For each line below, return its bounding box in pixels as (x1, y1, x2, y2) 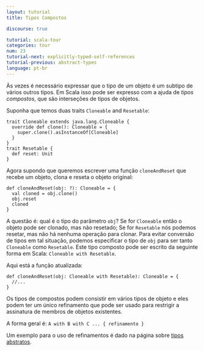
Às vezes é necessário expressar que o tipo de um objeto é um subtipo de (6, 82, 194, 89)
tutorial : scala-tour (6, 37, 62, 43)
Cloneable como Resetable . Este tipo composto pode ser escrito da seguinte (6, 243, 199, 251)
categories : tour (6, 42, 51, 49)
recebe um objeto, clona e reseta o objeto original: (6, 173, 133, 180)
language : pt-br (6, 65, 48, 71)
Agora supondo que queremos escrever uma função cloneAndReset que (6, 166, 186, 174)
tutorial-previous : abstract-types (6, 59, 97, 65)
